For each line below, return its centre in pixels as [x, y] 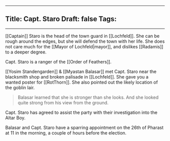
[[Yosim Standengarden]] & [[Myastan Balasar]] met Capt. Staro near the [81, 72]
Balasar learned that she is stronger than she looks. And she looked [88, 97]
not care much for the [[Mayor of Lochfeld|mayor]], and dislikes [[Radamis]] [84, 46]
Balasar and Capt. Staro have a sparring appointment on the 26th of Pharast [84, 127]
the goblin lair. [20, 87]
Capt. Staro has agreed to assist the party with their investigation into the [81, 112]
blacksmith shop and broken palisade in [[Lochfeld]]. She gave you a [77, 77]
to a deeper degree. [26, 52]
